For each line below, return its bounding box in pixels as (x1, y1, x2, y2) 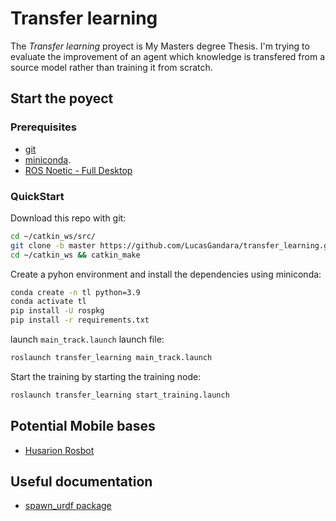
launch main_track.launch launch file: (10, 333, 165, 346)
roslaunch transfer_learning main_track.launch (10, 353, 213, 363)
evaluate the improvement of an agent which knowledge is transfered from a (10, 50, 326, 62)
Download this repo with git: (10, 212, 127, 224)
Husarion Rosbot (24, 444, 95, 456)
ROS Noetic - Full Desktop (24, 164, 133, 176)
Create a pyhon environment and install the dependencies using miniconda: (10, 268, 322, 280)
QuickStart (10, 189, 65, 203)
